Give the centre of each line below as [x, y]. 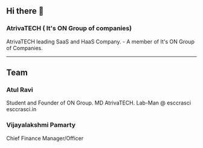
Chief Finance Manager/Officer [45, 138]
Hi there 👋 [25, 11]
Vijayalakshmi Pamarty [41, 125]
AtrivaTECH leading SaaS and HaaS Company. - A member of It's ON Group [100, 41]
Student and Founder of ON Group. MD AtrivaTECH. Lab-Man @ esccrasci [99, 103]
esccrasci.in [21, 109]
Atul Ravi [20, 90]
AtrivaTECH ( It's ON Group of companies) [69, 28]
